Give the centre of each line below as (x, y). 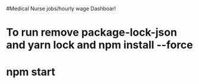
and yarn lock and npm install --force (99, 45)
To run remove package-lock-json (91, 33)
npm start (31, 72)
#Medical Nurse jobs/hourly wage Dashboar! (61, 9)
